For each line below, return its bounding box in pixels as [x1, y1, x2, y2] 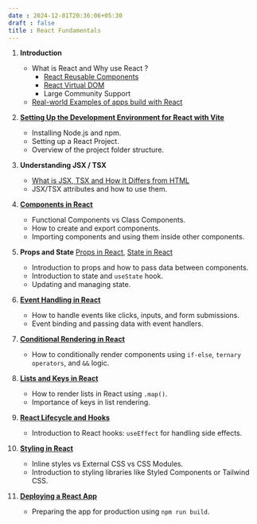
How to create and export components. [31, 223, 161, 233]
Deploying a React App [19, 491, 98, 501]
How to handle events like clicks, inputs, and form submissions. [31, 311, 240, 320]
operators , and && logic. [31, 359, 110, 368]
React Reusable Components [43, 72, 139, 82]
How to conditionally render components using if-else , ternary [31, 350, 241, 359]
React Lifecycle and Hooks [19, 413, 110, 422]
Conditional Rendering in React [19, 335, 126, 344]
